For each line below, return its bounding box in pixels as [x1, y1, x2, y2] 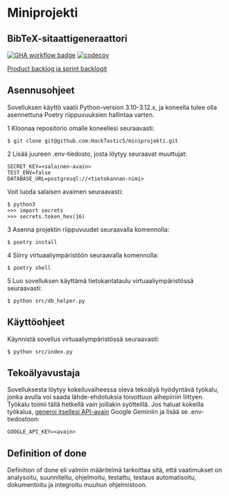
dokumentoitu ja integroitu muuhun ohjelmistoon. [7, 481, 148, 489]
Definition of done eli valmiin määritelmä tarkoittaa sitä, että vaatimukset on [7, 466, 222, 474]
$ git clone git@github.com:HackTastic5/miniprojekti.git [7, 137, 178, 144]
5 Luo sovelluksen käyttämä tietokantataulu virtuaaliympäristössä [7, 276, 194, 285]
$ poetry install [7, 239, 58, 246]
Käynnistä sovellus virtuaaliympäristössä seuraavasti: [7, 335, 160, 343]
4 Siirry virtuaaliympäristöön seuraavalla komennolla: [7, 250, 159, 259]
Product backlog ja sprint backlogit [7, 65, 108, 72]
